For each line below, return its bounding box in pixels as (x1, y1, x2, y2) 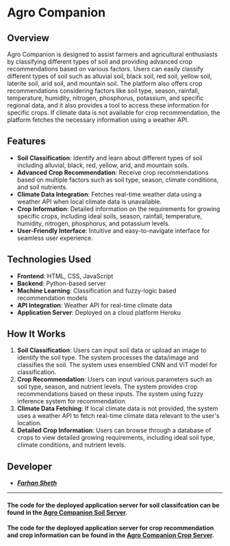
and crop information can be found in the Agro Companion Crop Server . (7, 531, 214, 539)
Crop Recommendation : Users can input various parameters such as (16, 375, 212, 384)
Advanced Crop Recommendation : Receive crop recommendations (16, 168, 209, 176)
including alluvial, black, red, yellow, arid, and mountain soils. (16, 161, 190, 169)
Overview (7, 32, 50, 44)
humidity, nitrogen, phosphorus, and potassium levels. (16, 219, 170, 227)
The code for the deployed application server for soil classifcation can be (7, 501, 220, 509)
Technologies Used (7, 253, 91, 265)
